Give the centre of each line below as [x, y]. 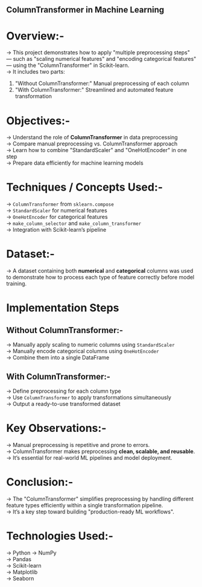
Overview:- [35, 36]
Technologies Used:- [60, 536]
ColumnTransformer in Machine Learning [85, 10]
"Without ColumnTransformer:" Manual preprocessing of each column [102, 83]
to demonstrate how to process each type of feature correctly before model [100, 278]
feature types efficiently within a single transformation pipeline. [85, 505]
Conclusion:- [40, 482]
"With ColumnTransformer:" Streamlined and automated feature [94, 90]
